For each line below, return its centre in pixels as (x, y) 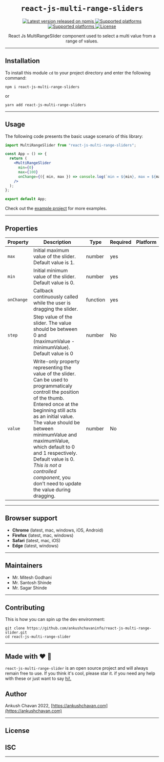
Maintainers (24, 566)
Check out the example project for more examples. (56, 209)
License (17, 731)
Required (121, 242)
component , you (52, 477)
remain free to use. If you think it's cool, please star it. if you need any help (80, 674)
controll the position (56, 392)
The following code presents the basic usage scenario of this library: (74, 136)
